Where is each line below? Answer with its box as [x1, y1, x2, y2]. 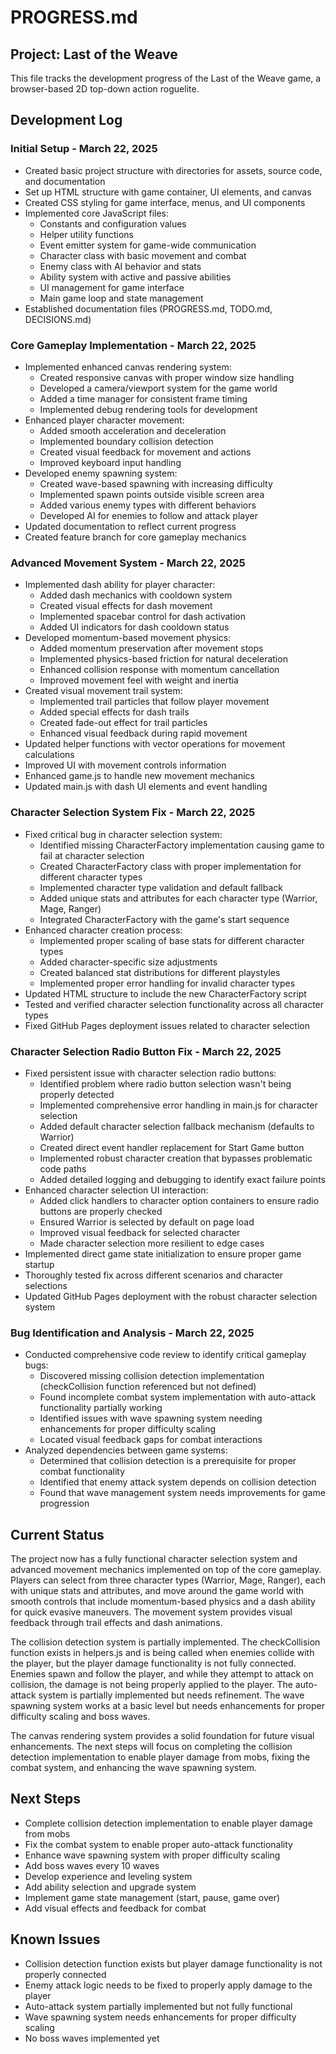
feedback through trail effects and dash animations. [10, 1616, 223, 1628]
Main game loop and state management [39, 292, 204, 304]
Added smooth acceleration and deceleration [39, 424, 227, 436]
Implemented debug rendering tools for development [39, 403, 258, 415]
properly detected [39, 1088, 115, 1100]
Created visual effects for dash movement [39, 600, 213, 612]
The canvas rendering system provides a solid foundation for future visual [10, 1729, 315, 1741]
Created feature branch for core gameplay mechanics [24, 531, 247, 543]
